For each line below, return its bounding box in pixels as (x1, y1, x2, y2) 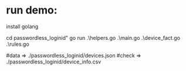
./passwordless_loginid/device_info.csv (6, 58, 102, 65)
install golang (6, 23, 39, 30)
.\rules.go (6, 40, 29, 48)
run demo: (6, 4, 58, 17)
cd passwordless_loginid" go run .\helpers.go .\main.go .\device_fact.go (6, 34, 181, 41)
